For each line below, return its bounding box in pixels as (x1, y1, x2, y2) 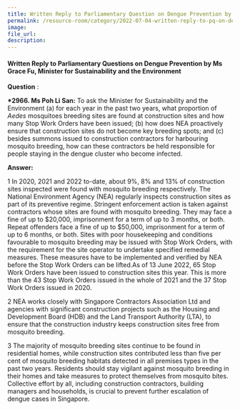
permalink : (7, 17, 40, 24)
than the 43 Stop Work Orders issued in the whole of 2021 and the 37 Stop (7, 276, 227, 284)
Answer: (7, 164, 34, 172)
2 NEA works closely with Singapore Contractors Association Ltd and (7, 297, 211, 306)
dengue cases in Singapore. (7, 394, 90, 404)
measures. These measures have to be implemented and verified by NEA (7, 253, 223, 261)
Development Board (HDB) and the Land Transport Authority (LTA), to (7, 312, 212, 321)
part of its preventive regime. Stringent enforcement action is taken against (7, 200, 229, 209)
